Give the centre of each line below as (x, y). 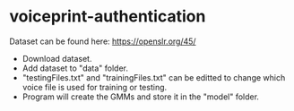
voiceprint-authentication (108, 17)
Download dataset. (57, 58)
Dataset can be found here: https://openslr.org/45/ (103, 41)
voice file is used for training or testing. (95, 87)
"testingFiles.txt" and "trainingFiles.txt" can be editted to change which (154, 77)
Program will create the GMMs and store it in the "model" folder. (141, 97)
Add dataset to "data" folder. (75, 68)
